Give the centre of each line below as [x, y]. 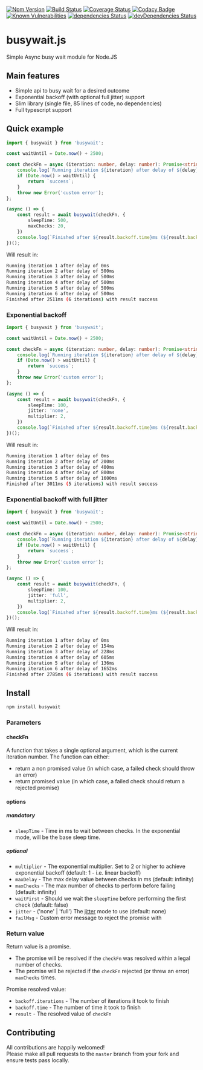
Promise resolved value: [36, 990]
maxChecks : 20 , [47, 226]
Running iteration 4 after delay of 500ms [60, 282]
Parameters [24, 723]
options [16, 801]
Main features [33, 76]
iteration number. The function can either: [58, 757]
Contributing [31, 1033]
